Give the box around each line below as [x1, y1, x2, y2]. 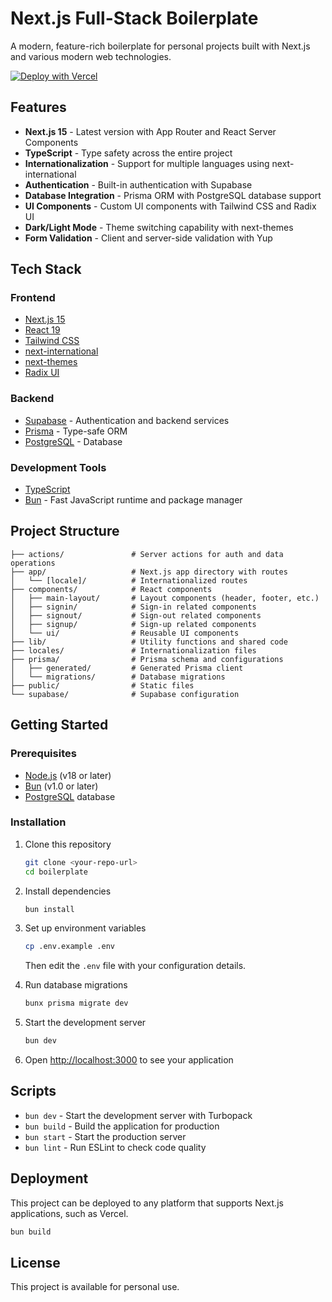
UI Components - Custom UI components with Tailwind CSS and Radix [24, 200, 317, 212]
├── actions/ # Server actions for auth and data [10, 549, 284, 559]
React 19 [24, 324, 61, 336]
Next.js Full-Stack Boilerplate [10, 7, 259, 30]
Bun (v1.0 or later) [24, 780, 99, 792]
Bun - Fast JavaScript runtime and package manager [24, 494, 243, 506]
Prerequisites [10, 747, 77, 761]
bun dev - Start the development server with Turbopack [24, 1109, 253, 1121]
